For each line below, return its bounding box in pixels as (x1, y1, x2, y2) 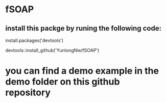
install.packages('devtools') (5, 37, 64, 43)
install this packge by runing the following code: (5, 24, 162, 33)
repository (5, 87, 51, 98)
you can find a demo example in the (5, 65, 159, 77)
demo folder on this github (5, 76, 120, 88)
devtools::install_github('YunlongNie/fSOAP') (5, 47, 100, 53)
